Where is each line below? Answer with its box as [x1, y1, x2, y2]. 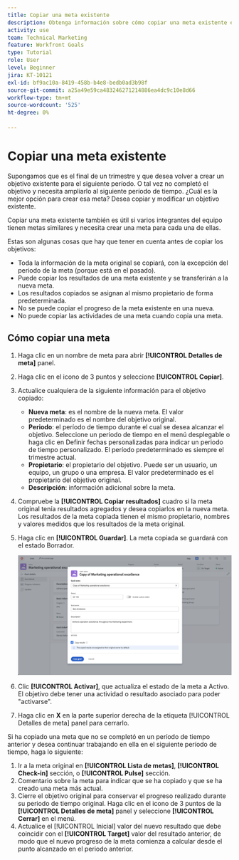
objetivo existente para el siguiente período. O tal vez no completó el [7, 179, 208, 188]
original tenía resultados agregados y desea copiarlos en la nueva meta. [17, 504, 229, 513]
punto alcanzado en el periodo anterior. [17, 844, 134, 854]
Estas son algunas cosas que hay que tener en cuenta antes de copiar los [7, 237, 223, 246]
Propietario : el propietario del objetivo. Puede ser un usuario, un [28, 460, 218, 469]
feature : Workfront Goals [7, 41, 84, 49]
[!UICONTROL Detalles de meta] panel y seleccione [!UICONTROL [17, 807, 215, 815]
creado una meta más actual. [17, 784, 103, 793]
